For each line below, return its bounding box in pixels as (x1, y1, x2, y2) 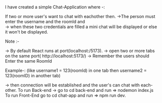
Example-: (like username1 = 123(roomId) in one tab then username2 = (5, 68, 147, 73)
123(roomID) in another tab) (5, 73, 61, 78)
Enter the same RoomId (5, 58, 52, 64)
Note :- (5, 38, 20, 44)
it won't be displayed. (5, 29, 48, 34)
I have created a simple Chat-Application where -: (5, 4, 105, 10)
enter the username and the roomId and (5, 19, 85, 24)
